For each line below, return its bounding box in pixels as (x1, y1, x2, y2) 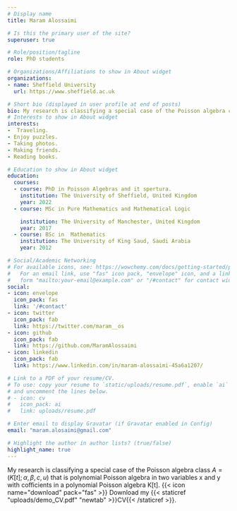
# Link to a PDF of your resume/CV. (7, 375, 115, 382)
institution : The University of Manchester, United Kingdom (20, 218, 200, 225)
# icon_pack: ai (7, 401, 61, 408)
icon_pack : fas (13, 296, 59, 303)
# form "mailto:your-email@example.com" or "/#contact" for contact (7, 277, 219, 284)
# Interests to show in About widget (7, 114, 119, 121)
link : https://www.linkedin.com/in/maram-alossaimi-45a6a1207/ (13, 362, 203, 369)
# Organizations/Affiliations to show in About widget (7, 68, 172, 76)
